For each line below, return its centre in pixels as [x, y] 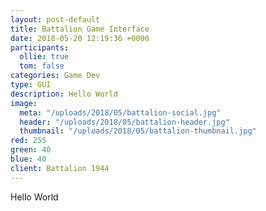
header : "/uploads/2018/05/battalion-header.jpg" [124, 122]
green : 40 [31, 150]
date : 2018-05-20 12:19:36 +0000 [80, 38]
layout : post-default [55, 19]
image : [24, 103]
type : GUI [31, 85]
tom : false [42, 66]
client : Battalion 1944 [60, 168]
